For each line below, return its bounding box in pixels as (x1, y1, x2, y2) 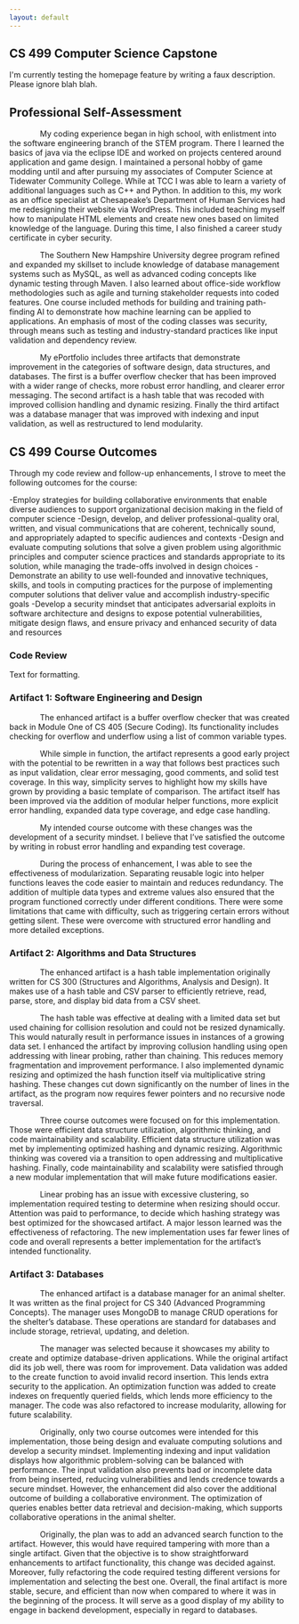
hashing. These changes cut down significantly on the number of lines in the (9, 1078, 290, 1089)
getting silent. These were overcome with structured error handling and (9, 914, 271, 926)
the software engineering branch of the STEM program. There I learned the (9, 138, 285, 149)
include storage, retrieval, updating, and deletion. (9, 1326, 190, 1336)
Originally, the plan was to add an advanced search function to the (39, 1529, 284, 1540)
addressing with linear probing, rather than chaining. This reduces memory (9, 1050, 284, 1060)
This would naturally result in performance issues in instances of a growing (9, 1031, 285, 1042)
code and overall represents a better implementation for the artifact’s (9, 1236, 262, 1246)
